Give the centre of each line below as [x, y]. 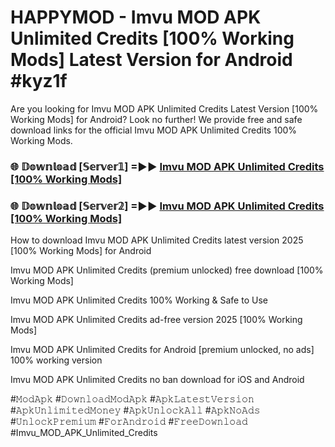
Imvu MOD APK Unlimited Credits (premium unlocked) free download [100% [167, 270]
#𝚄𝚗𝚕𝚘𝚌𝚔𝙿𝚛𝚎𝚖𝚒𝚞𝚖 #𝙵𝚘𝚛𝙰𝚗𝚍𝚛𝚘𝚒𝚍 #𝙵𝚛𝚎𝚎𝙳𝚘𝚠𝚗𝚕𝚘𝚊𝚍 [129, 422]
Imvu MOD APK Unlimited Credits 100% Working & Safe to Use [139, 300]
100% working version [56, 360]
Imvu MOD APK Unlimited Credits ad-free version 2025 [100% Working [156, 320]
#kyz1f [39, 81]
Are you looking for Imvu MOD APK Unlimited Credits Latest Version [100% [164, 108]
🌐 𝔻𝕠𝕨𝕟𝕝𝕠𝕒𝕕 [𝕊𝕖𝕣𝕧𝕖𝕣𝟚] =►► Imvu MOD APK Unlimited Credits [167, 206]
